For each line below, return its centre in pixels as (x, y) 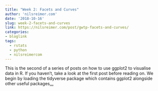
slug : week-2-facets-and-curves (38, 23)
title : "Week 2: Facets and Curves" (42, 9)
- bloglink (16, 37)
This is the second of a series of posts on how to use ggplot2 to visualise (78, 68)
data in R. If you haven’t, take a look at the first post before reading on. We (79, 74)
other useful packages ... (29, 84)
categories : (17, 32)
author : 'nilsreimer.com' (31, 14)
